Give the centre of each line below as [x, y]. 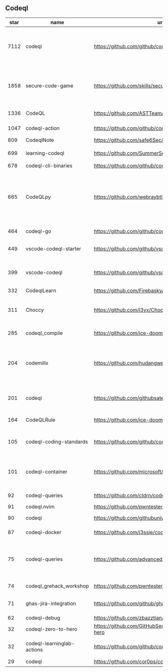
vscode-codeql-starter [53, 248]
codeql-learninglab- [50, 643]
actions [34, 650]
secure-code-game [49, 85]
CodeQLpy [38, 197]
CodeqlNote [40, 140]
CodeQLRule [41, 420]
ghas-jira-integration [51, 603]
